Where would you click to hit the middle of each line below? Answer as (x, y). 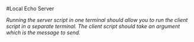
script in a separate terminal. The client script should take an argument (93, 26)
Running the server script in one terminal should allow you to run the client (97, 20)
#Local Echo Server (30, 9)
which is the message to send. (43, 33)
